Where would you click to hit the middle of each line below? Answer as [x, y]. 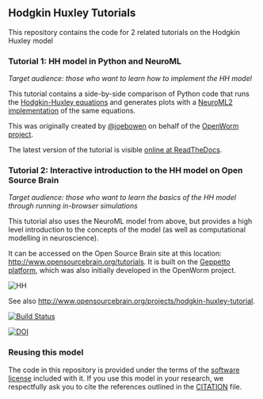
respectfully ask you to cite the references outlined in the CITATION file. [125, 386]
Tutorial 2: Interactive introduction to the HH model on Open [126, 171]
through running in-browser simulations [73, 206]
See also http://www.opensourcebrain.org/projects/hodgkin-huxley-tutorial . [131, 301]
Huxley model [31, 40]
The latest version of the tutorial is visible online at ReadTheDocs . [115, 150]
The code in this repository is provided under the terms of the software [124, 370]
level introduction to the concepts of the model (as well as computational [127, 230]
